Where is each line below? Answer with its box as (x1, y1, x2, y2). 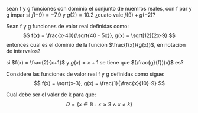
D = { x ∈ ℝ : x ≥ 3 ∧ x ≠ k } (66, 101, 133, 108)
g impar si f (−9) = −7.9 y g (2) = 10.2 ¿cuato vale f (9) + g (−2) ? (6, 11, 155, 18)
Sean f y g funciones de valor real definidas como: (6, 23, 129, 30)
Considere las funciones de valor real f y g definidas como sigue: (6, 70, 165, 78)
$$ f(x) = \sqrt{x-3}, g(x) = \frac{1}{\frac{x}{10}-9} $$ (33, 80, 165, 86)
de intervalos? (6, 47, 41, 54)
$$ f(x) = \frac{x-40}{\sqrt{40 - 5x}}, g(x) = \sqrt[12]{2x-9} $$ (23, 32, 176, 39)
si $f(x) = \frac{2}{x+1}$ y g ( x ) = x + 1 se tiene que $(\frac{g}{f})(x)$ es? (6, 59, 184, 66)
